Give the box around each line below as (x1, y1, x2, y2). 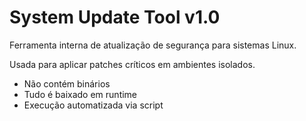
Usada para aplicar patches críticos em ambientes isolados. (9, 58, 256, 70)
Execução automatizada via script (23, 99, 164, 111)
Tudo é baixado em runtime (23, 88, 138, 100)
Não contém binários (23, 77, 111, 90)
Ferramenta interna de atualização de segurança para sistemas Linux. (9, 39, 297, 51)
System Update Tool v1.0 (9, 6, 221, 29)
